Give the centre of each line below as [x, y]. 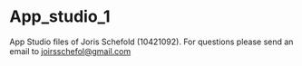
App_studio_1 [60, 17]
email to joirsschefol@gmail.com [70, 51]
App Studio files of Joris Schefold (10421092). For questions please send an [151, 42]
